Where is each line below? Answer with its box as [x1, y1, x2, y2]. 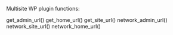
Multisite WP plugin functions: [6, 5, 80, 12]
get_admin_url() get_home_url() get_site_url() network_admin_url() [6, 17, 168, 23]
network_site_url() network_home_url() [6, 23, 101, 30]
